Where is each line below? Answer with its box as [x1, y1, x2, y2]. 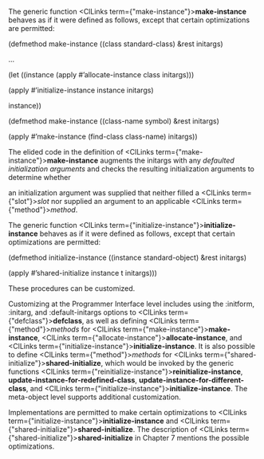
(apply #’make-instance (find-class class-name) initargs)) [8, 131, 198, 141]
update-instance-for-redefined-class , [8, 375, 138, 385]
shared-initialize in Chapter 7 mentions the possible [77, 433, 250, 442]
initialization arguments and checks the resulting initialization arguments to [8, 164, 255, 174]
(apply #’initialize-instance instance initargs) [8, 85, 154, 95]
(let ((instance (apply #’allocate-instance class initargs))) [8, 70, 195, 79]
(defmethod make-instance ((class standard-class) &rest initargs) [8, 39, 223, 49]
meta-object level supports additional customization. [8, 392, 181, 402]
